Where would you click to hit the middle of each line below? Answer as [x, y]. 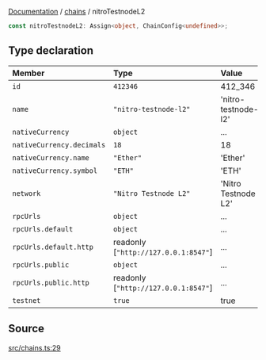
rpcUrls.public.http [51, 282]
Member [28, 73]
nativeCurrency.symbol [55, 170]
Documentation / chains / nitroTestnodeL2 [77, 11]
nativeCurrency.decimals [59, 145]
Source [27, 329]
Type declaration [51, 51]
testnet [27, 300]
